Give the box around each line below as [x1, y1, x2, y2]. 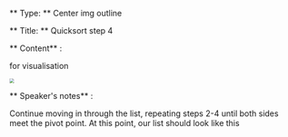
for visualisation [9, 61, 69, 71]
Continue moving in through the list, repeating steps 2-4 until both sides [9, 108, 279, 119]
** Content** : [9, 43, 63, 54]
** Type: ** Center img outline [9, 8, 123, 18]
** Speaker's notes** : [9, 91, 94, 101]
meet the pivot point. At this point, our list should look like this [9, 118, 240, 128]
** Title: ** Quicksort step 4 [9, 25, 114, 35]
